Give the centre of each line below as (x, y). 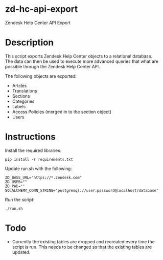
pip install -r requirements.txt (39, 159)
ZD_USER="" (16, 182)
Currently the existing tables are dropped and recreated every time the (83, 241)
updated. (21, 252)
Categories (23, 101)
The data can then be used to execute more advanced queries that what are (82, 61)
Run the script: (20, 200)
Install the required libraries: (33, 150)
